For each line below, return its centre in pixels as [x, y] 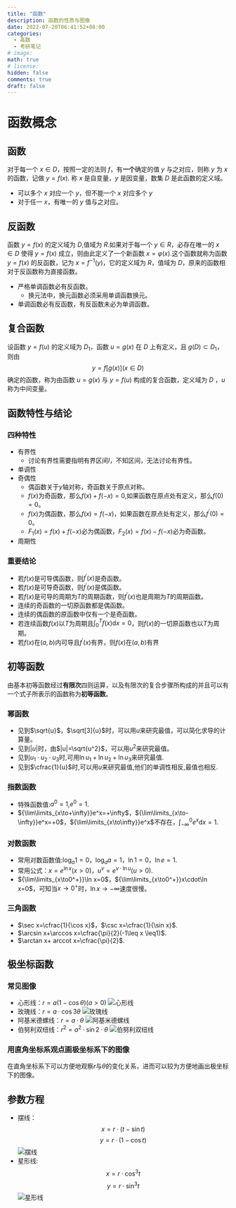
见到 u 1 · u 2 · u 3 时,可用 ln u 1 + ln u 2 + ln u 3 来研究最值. [91, 758]
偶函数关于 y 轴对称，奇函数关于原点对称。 [88, 487]
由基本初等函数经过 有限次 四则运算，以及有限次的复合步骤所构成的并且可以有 [118, 685]
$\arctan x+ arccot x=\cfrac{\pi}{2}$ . [71, 940]
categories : [25, 33]
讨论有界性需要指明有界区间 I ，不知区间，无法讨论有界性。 [112, 461]
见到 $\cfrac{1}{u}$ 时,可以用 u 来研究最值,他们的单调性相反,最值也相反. [118, 767]
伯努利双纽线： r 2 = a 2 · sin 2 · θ [63, 1029]
